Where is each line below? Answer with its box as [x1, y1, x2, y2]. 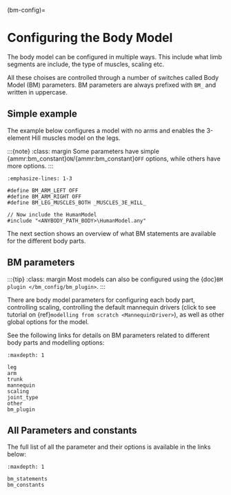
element [7, 134, 30, 142]
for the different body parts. [7, 236, 86, 245]
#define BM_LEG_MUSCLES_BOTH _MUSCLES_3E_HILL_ [7, 199, 147, 206]
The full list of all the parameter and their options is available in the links [7, 443, 211, 451]
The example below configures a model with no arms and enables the [7, 126, 205, 134]
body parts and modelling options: [7, 338, 105, 347]
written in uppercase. [7, 88, 68, 96]
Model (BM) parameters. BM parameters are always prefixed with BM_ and [7, 81, 217, 89]
